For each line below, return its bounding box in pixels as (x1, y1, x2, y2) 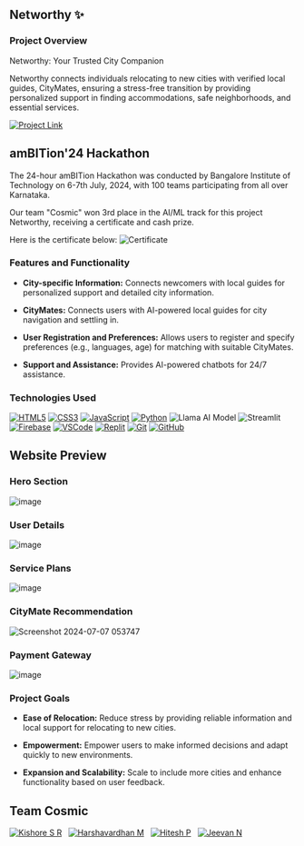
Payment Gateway (9, 649, 93, 662)
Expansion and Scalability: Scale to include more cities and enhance (22, 767, 282, 778)
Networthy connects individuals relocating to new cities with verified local (9, 73, 286, 84)
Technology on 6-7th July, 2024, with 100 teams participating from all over (9, 179, 289, 190)
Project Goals (9, 692, 71, 704)
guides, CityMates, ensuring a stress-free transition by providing (9, 82, 251, 94)
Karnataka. (9, 189, 50, 200)
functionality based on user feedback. (22, 777, 165, 788)
